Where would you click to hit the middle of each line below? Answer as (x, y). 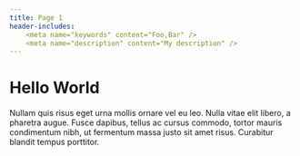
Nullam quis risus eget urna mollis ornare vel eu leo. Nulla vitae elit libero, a (150, 113)
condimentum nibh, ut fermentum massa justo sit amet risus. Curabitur (142, 132)
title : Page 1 (36, 18)
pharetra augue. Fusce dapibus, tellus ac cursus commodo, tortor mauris (146, 122)
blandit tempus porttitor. (55, 142)
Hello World (55, 88)
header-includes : (42, 26)
